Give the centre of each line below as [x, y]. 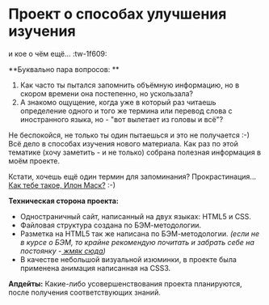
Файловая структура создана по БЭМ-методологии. [111, 225]
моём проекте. [34, 161]
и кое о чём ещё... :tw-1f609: [58, 53]
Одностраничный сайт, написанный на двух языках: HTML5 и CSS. [136, 216]
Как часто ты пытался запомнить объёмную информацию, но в [130, 85]
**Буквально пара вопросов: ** [64, 69]
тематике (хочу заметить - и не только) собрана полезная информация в [134, 152]
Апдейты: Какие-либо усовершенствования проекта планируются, [125, 283]
